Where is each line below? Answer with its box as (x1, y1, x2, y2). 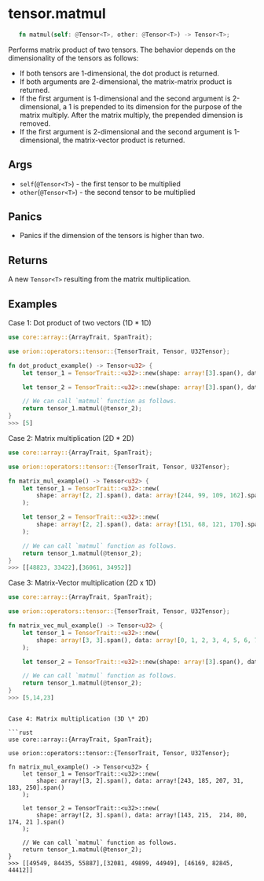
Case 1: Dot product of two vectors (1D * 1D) (8, 318, 152, 328)
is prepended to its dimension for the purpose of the (73, 101, 242, 111)
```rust (8, 729, 34, 736)
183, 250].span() (8, 784, 65, 791)
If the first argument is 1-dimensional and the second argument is (19, 94, 231, 103)
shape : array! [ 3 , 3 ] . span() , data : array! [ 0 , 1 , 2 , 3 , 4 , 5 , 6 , (36, 636, 251, 644)
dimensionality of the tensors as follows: (8, 53, 139, 63)
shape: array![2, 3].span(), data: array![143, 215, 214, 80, (36, 811, 247, 819)
